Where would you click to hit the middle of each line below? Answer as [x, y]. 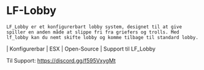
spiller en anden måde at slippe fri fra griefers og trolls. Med [93, 32]
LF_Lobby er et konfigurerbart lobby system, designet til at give [94, 27]
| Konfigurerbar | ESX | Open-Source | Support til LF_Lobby [81, 49]
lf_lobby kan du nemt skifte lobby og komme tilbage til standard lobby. [103, 37]
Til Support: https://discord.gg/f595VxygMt [61, 60]
